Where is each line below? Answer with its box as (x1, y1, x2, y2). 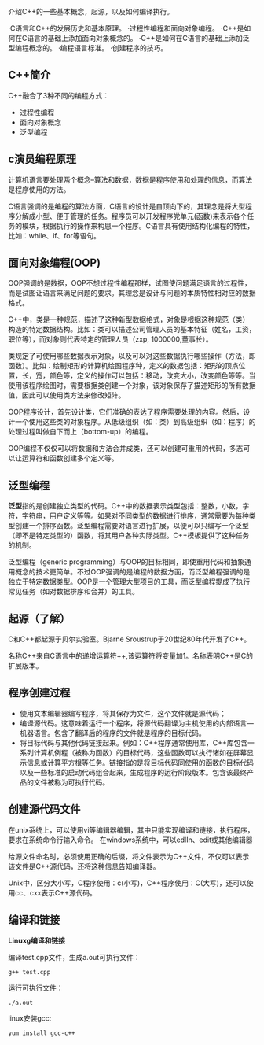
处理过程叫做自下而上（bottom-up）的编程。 (8, 427, 153, 437)
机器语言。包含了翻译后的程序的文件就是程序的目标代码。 (19, 728, 206, 737)
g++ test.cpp (8, 968, 51, 976)
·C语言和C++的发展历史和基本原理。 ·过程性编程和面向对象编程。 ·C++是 (8, 24, 244, 33)
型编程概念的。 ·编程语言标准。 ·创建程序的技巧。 (8, 43, 167, 53)
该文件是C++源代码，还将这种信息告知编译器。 (8, 861, 160, 871)
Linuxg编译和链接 (8, 936, 65, 945)
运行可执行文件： (8, 983, 64, 992)
